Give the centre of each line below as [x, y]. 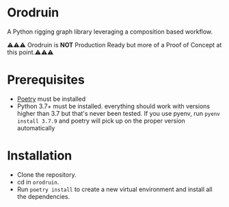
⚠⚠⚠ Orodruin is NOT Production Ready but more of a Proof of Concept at [114, 45]
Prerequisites [46, 80]
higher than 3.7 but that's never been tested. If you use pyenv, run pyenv [118, 113]
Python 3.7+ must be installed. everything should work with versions [113, 106]
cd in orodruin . [38, 182]
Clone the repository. [46, 174]
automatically [36, 127]
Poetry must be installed [51, 99]
